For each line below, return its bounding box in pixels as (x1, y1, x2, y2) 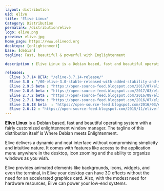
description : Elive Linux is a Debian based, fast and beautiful (5, 62, 143, 66)
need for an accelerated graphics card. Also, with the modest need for (5, 175, 146, 181)
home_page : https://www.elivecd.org (5, 39, 80, 44)
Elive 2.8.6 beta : (9, 88, 49, 93)
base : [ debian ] (5, 48, 36, 53)
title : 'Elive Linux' (5, 16, 49, 21)
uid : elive (5, 12, 27, 17)
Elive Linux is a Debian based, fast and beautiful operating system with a (5, 120, 152, 126)
